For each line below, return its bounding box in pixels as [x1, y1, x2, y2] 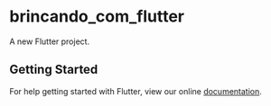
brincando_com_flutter [9, 6, 185, 27]
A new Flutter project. [9, 36, 90, 47]
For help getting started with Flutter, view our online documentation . [9, 85, 262, 96]
